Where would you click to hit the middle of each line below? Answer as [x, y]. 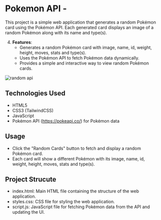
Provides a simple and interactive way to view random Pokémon [84, 63]
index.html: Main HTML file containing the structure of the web [76, 191]
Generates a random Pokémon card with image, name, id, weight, [86, 47]
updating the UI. [28, 212]
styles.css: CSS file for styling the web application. [64, 202]
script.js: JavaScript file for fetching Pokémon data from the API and [81, 207]
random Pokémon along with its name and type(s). [56, 32]
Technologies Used [35, 93]
